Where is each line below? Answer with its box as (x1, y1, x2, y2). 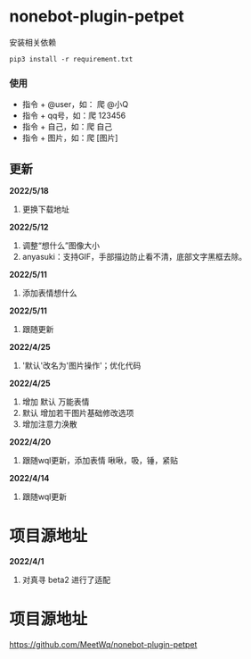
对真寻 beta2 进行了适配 (21, 574, 111, 585)
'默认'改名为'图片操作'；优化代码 (21, 360, 142, 371)
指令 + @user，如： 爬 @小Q (21, 99, 129, 110)
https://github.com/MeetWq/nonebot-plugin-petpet (9, 638, 198, 649)
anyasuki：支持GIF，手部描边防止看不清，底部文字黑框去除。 (21, 252, 247, 263)
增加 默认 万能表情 (21, 396, 90, 407)
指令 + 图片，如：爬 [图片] (21, 132, 118, 144)
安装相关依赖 (9, 37, 56, 47)
